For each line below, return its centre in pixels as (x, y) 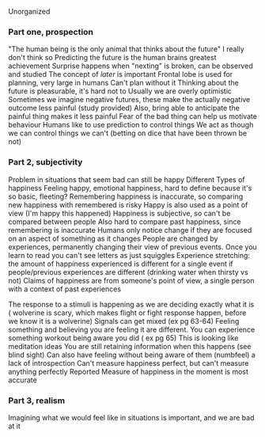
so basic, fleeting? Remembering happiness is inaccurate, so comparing (126, 196)
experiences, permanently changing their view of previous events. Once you (132, 247)
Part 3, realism (37, 401)
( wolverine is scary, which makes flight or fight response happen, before (127, 313)
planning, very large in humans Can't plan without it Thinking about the (123, 83)
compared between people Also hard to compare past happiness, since (125, 222)
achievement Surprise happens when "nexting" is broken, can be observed (131, 66)
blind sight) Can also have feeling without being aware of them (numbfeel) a (132, 355)
